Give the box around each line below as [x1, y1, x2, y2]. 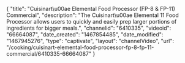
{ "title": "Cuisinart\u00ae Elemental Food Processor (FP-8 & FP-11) [6, 5, 176, 12]
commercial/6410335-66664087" [6, 50, 92, 57]
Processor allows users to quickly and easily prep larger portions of [6, 18, 177, 25]
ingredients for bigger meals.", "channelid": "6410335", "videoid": [6, 24, 172, 31]
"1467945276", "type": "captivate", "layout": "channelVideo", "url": [6, 38, 175, 44]
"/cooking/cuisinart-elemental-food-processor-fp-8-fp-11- [6, 44, 154, 51]
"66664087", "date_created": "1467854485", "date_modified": [6, 31, 164, 38]
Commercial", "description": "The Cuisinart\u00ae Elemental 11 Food [6, 12, 179, 19]
